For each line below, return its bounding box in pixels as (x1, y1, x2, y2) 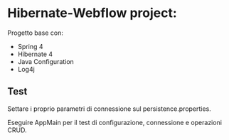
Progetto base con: (7, 28, 64, 37)
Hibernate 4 (17, 50, 53, 58)
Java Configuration (17, 57, 75, 65)
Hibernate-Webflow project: (7, 5, 178, 21)
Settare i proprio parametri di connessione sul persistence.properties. (7, 104, 211, 113)
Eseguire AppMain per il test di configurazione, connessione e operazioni (7, 118, 223, 126)
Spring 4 (17, 42, 43, 50)
